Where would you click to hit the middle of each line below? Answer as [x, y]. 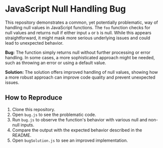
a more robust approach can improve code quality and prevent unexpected [80, 77]
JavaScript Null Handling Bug [65, 9]
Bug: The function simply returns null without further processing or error [78, 52]
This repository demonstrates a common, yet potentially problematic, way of [81, 22]
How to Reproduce [34, 98]
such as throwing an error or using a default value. [55, 63]
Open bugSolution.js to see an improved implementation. [70, 140]
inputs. [27, 125]
